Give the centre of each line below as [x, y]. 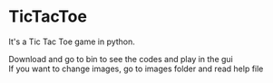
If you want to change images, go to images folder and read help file [136, 69]
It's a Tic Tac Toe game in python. [72, 41]
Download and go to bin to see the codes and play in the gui [121, 59]
